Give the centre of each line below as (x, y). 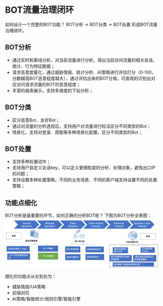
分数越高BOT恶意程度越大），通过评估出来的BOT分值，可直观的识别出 (81, 78)
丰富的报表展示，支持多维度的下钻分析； (53, 90)
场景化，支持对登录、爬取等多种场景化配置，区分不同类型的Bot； (77, 132)
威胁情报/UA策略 (29, 287)
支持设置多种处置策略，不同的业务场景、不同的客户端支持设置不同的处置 (84, 180)
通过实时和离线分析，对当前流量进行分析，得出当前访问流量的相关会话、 (84, 60)
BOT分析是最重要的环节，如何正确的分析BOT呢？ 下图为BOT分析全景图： (78, 215)
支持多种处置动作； (31, 162)
